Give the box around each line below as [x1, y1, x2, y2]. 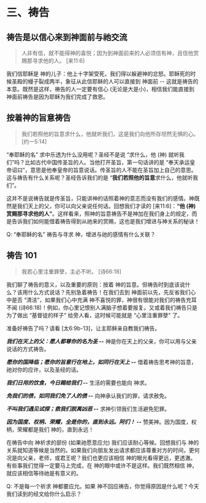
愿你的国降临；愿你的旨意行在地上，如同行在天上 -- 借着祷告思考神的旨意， [6, 358, 197, 366]
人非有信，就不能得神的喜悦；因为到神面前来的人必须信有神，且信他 [21, 50, 194, 56]
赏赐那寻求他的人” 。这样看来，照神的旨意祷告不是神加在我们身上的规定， [6, 210, 192, 217]
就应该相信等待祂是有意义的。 [6, 469, 82, 477]
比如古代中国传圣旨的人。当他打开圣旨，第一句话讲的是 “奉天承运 [25, 158, 190, 166]
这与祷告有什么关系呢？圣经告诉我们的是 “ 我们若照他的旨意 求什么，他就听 [6, 174, 193, 181]
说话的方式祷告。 [6, 345, 50, 353]
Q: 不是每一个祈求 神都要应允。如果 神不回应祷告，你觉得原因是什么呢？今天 [6, 482, 199, 490]
